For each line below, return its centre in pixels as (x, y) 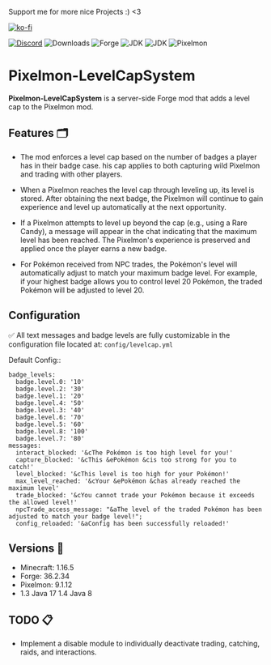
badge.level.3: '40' (50, 410)
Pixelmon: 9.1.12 (46, 585)
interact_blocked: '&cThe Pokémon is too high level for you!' (124, 453)
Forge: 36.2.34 (45, 576)
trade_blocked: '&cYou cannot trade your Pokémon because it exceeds (135, 495)
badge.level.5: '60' (50, 424)
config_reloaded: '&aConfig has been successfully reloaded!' (123, 523)
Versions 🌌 (36, 548)
